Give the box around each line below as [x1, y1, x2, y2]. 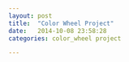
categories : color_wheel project [8, 34, 122, 43]
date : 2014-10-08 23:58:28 [8, 27, 107, 35]
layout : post [8, 11, 53, 20]
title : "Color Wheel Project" [8, 19, 114, 27]
